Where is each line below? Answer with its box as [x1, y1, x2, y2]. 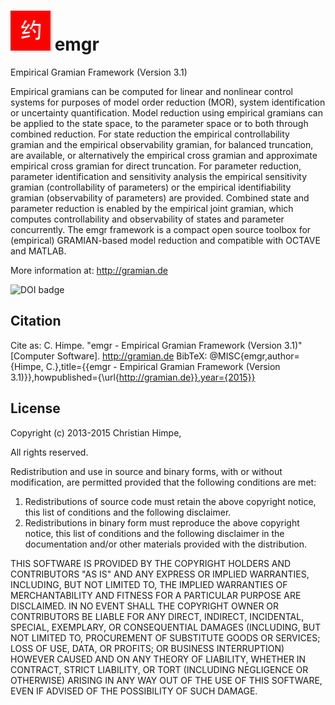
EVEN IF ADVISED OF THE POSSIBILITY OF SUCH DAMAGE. [10, 685, 258, 697]
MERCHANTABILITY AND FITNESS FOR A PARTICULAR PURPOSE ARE [10, 589, 302, 601]
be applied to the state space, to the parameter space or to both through [10, 117, 309, 129]
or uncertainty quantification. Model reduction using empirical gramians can [10, 106, 323, 119]
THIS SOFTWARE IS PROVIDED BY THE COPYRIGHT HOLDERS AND [10, 557, 292, 569]
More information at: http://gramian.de [10, 264, 169, 276]
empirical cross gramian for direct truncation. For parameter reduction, [10, 160, 302, 172]
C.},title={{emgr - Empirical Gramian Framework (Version [45, 360, 281, 372]
